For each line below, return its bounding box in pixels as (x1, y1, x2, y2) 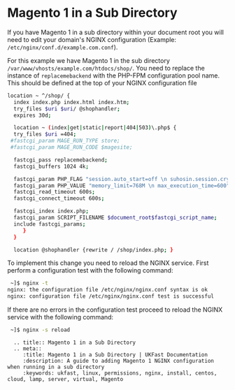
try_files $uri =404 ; (13, 131, 77, 138)
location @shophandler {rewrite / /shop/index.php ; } (13, 246, 173, 253)
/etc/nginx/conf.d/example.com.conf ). (7, 43, 118, 51)
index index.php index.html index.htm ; (13, 99, 130, 106)
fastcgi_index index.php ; (13, 208, 90, 215)
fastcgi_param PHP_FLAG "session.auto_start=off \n (13, 175, 168, 182)
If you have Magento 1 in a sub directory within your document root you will (7, 28, 224, 36)
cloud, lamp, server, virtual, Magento (7, 375, 124, 382)
